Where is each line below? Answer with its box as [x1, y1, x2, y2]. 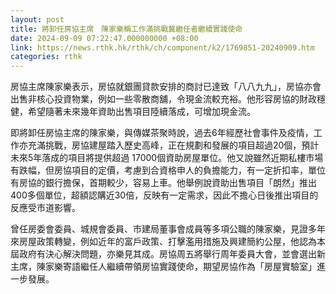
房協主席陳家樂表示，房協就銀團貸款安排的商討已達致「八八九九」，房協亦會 [10, 81, 322, 93]
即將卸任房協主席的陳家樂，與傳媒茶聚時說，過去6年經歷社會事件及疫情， [10, 127, 314, 139]
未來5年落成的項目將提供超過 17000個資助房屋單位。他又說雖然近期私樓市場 [10, 152, 324, 164]
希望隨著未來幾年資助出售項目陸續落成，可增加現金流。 [27, 106, 256, 118]
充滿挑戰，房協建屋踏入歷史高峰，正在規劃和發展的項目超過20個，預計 [27, 139, 320, 151]
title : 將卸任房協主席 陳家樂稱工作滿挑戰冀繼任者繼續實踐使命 [10, 24, 243, 34]
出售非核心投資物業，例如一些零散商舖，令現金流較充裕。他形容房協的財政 [10, 93, 317, 105]
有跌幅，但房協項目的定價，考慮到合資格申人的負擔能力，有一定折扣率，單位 [10, 164, 326, 176]
